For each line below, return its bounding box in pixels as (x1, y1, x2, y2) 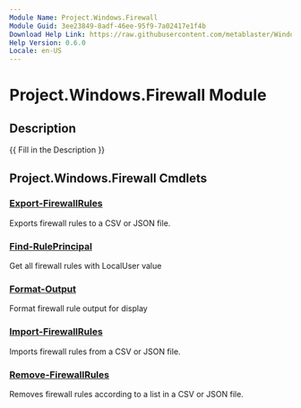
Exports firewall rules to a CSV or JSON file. (9, 217, 171, 229)
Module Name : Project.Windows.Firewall (9, 13, 159, 22)
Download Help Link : (9, 30, 87, 39)
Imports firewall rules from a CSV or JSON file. (9, 346, 181, 357)
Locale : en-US (9, 47, 63, 56)
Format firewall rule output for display (9, 303, 148, 314)
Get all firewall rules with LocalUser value (9, 261, 162, 272)
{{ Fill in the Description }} (9, 144, 106, 155)
